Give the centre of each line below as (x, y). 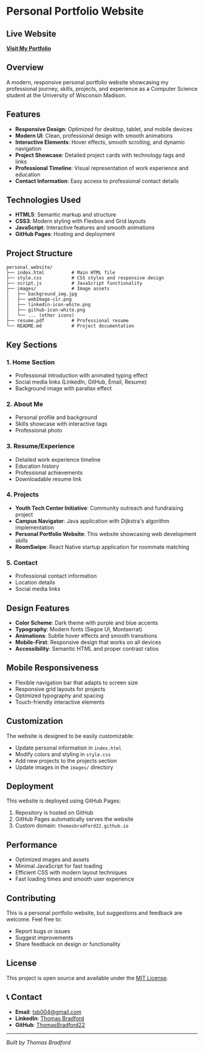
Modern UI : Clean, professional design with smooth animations (94, 135)
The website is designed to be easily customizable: (70, 735)
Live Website (31, 34)
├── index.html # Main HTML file (61, 273)
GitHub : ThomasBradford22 (50, 1025)
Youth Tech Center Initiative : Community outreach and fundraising (99, 508)
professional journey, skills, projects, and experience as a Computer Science (102, 88)
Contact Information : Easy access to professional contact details (97, 181)
